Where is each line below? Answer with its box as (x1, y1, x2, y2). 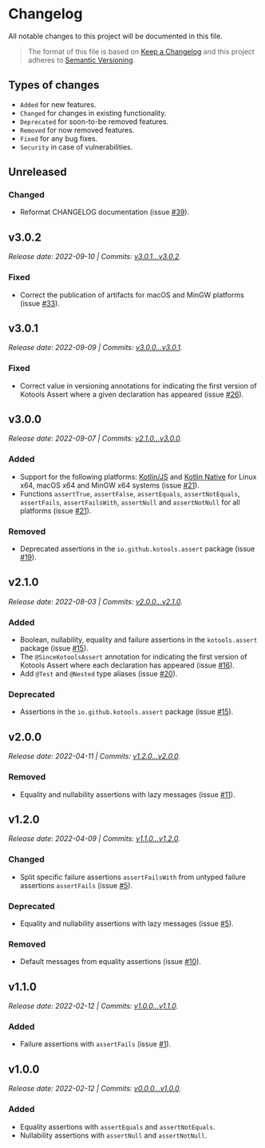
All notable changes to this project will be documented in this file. (8, 31, 223, 41)
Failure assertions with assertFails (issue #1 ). (19, 1039, 172, 1049)
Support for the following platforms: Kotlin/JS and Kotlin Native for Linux (19, 472, 257, 481)
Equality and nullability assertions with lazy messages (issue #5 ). (19, 919, 234, 928)
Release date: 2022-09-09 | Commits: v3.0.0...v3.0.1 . (8, 343, 183, 353)
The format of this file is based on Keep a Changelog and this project (27, 46, 255, 56)
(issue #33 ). (19, 298, 60, 308)
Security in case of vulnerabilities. (19, 142, 133, 152)
